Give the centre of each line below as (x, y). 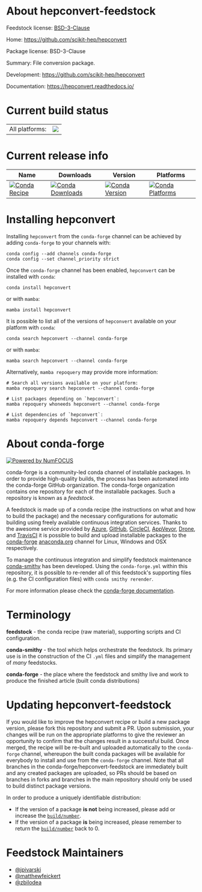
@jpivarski (28, 869)
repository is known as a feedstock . (50, 498)
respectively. (22, 548)
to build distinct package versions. (49, 786)
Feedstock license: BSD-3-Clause (48, 28)
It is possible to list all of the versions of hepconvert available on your (91, 321)
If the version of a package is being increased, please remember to (98, 822)
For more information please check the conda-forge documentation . (91, 590)
